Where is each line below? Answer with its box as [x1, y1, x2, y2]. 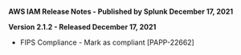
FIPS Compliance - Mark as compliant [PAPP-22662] [19, 37, 194, 47]
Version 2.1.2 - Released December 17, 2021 [8, 22, 157, 31]
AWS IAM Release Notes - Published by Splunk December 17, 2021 [8, 7, 234, 16]
